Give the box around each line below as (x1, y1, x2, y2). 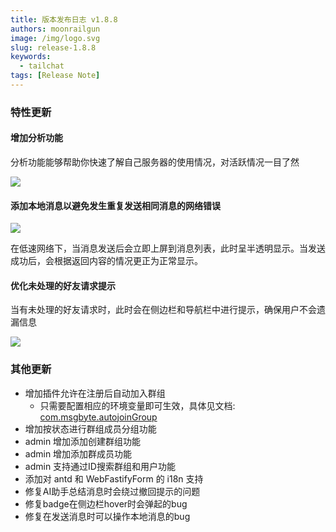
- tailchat (19, 61, 65, 71)
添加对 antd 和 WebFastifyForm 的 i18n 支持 (24, 472, 204, 485)
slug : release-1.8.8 (10, 42, 97, 53)
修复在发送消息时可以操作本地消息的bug (24, 510, 191, 522)
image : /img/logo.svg (10, 33, 101, 43)
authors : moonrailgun (10, 24, 101, 34)
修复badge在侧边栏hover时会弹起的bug (24, 497, 188, 510)
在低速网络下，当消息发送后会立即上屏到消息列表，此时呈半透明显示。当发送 (10, 242, 326, 255)
